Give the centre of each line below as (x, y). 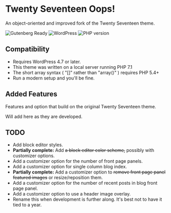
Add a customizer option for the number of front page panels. (78, 161)
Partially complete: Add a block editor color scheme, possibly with (83, 150)
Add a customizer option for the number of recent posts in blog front (85, 183)
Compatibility (27, 49)
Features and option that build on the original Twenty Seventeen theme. (81, 106)
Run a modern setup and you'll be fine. (54, 78)
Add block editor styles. (38, 145)
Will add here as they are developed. (44, 117)
